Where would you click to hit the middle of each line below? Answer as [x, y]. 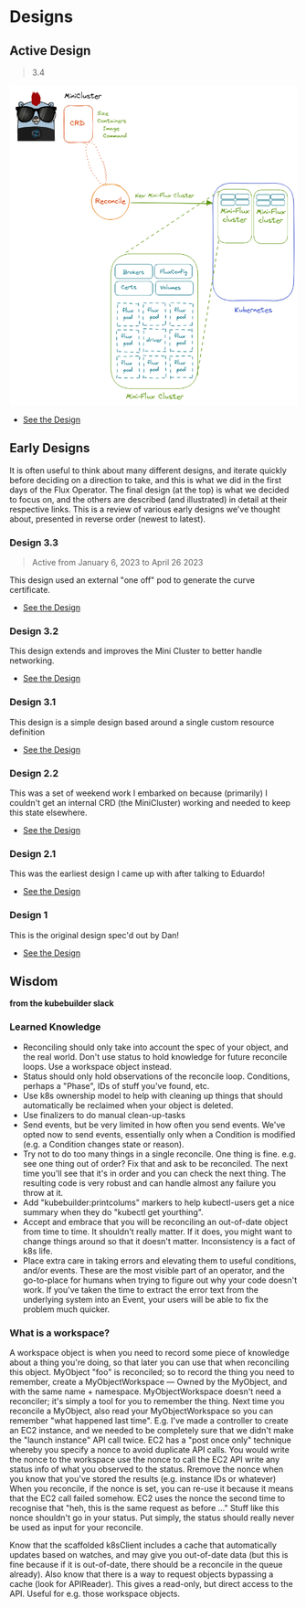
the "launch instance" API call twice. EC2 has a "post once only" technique [151, 1440]
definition [27, 732]
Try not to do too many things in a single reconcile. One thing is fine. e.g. [159, 1154]
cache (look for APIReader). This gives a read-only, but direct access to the [152, 1584]
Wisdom [34, 981]
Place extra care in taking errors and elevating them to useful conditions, [159, 1260]
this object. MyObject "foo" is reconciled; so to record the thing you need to [152, 1372]
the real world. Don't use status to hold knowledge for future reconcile [155, 1056]
